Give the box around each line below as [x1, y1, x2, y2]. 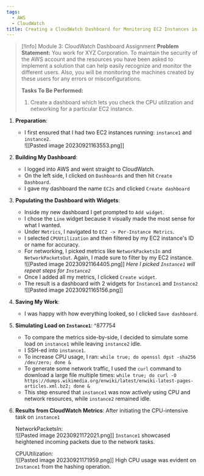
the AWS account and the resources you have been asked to [21, 56, 174, 63]
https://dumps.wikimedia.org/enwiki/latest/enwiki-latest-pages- [24, 378, 194, 384]
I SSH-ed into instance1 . [24, 347, 86, 354]
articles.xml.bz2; [24, 383, 71, 389]
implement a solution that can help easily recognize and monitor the [21, 62, 192, 70]
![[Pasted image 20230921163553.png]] [24, 142, 125, 150]
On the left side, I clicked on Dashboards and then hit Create [24, 172, 172, 179]
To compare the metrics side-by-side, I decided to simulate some [24, 334, 188, 341]
